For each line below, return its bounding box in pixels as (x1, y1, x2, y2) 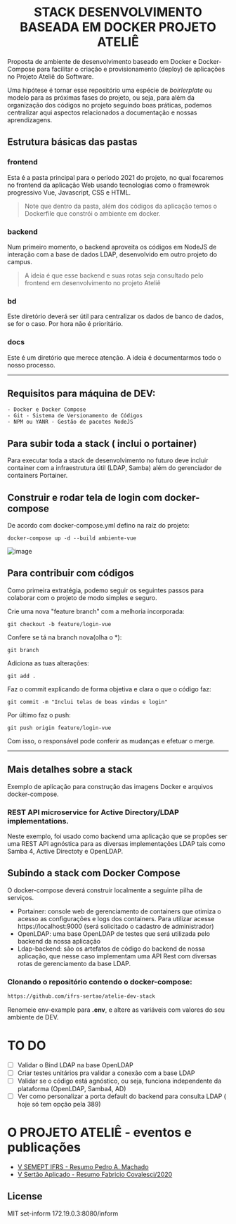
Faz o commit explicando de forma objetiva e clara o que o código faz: (7, 684, 212, 693)
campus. (7, 257, 33, 266)
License (7, 1190, 43, 1202)
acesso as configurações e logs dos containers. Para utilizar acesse (17, 914, 215, 923)
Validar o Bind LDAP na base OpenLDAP (17, 1060, 133, 1069)
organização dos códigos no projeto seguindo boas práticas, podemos (7, 100, 212, 109)
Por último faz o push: (7, 710, 72, 719)
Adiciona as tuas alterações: (7, 658, 89, 668)
